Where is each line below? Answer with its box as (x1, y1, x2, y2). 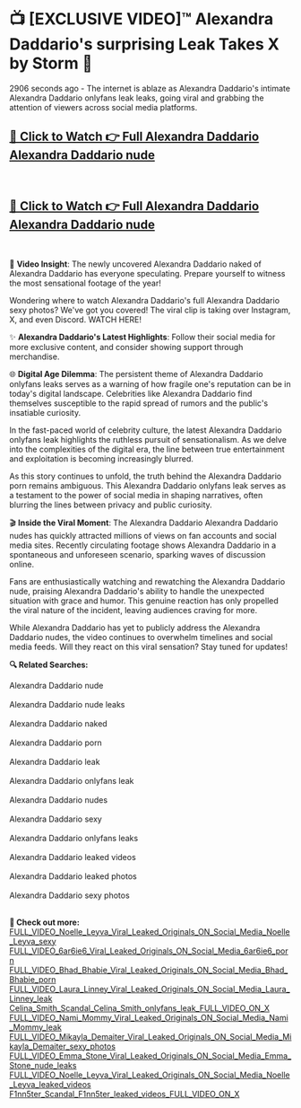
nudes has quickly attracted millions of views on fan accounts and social (9, 530, 278, 541)
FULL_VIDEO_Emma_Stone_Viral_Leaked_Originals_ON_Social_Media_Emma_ (9, 1050, 292, 1061)
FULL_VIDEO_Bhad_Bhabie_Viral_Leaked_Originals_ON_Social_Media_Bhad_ (9, 964, 288, 975)
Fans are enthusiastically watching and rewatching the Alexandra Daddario (9, 576, 286, 586)
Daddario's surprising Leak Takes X (9, 34, 279, 55)
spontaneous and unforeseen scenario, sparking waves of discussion (9, 549, 266, 559)
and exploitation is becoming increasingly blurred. (9, 453, 194, 464)
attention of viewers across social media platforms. (9, 101, 198, 112)
